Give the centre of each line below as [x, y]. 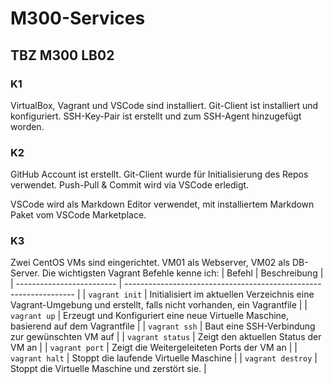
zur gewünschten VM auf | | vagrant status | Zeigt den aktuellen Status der [166, 337]
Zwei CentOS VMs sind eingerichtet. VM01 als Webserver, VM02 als [150, 263]
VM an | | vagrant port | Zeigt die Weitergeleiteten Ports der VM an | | [154, 348]
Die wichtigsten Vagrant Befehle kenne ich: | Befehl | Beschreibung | [182, 273]
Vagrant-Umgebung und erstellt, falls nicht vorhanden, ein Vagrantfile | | [159, 305]
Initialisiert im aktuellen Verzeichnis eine [232, 294]
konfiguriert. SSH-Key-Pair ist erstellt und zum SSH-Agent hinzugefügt [156, 116]
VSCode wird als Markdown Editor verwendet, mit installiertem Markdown [162, 204]
